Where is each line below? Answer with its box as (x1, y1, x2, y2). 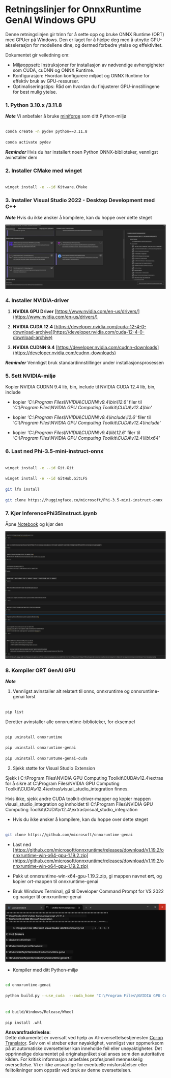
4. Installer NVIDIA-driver (5, 297, 70, 304)
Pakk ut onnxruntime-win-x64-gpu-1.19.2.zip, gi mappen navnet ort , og (12, 873, 162, 879)
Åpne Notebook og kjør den (5, 521, 64, 527)
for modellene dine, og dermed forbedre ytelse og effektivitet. (33, 42, 163, 48)
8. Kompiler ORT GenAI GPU (5, 667, 76, 674)
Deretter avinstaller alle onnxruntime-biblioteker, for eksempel (5, 719, 135, 725)
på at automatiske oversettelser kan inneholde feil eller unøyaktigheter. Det (5, 1045, 162, 1052)
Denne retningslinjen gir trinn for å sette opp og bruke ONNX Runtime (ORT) (5, 31, 164, 37)
